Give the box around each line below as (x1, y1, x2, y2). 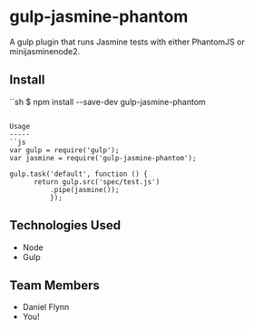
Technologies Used (9, 218, 121, 233)
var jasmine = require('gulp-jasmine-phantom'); (9, 153, 197, 162)
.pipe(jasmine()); (49, 185, 120, 194)
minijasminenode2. (9, 45, 81, 56)
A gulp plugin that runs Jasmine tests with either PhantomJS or (9, 36, 245, 47)
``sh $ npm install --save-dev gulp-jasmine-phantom (9, 96, 206, 107)
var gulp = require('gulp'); (9, 145, 120, 155)
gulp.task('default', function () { (9, 169, 148, 179)
